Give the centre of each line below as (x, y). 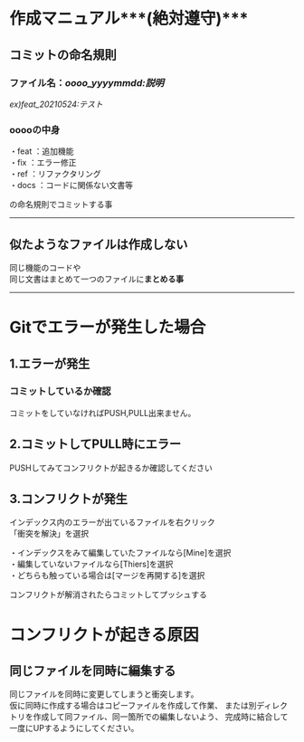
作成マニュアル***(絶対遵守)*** (129, 19)
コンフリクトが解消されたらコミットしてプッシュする (109, 595)
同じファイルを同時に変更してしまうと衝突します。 (104, 694)
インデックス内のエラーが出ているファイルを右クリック (112, 522)
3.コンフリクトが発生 (69, 499)
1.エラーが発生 (50, 363)
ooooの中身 (35, 129)
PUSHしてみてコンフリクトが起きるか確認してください (111, 468)
